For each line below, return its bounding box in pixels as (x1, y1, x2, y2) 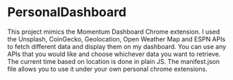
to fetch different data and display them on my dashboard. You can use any (7, 42, 227, 51)
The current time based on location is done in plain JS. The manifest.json (7, 57, 220, 65)
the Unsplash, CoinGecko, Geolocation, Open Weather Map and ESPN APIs (7, 34, 226, 43)
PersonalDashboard (7, 4, 127, 20)
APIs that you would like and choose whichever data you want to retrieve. (7, 50, 221, 58)
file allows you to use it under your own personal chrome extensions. (7, 65, 208, 73)
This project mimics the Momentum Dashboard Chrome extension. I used (7, 27, 220, 36)
